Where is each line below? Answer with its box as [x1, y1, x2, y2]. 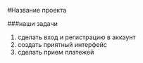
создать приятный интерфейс [17, 41, 107, 48]
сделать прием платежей [17, 48, 94, 56]
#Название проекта [7, 6, 67, 14]
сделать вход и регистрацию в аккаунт [17, 33, 136, 41]
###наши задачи [7, 20, 58, 27]
